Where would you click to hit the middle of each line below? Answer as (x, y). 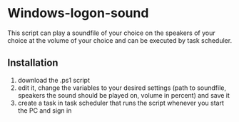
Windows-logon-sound (78, 13)
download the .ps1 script (54, 80)
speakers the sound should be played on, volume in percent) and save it (124, 95)
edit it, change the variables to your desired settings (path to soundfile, (122, 88)
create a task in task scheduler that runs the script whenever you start (121, 103)
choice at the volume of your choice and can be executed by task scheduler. (120, 40)
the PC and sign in (45, 110)
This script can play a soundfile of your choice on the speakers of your (111, 33)
